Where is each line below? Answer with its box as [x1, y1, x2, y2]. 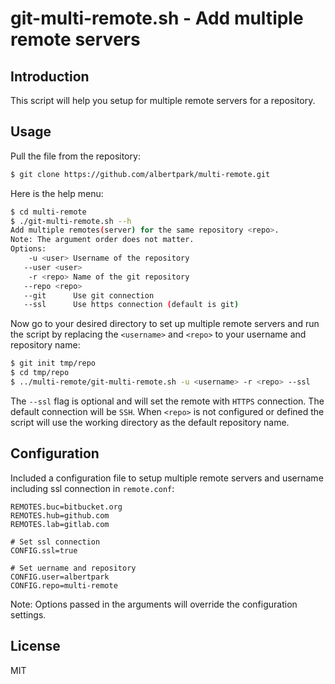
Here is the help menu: [10, 187, 104, 199]
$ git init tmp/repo [10, 358, 97, 369]
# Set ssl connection [10, 537, 101, 547]
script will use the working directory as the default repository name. [10, 416, 290, 428]
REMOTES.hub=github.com [10, 510, 110, 521]
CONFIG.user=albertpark [10, 572, 110, 582]
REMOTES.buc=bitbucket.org [10, 502, 123, 512]
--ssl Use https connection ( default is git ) [23, 300, 240, 310]
